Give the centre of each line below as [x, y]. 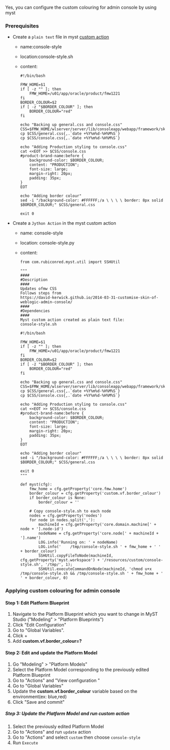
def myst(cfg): [36, 485]
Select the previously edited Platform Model [58, 726]
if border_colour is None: [58, 498]
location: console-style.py [47, 243]
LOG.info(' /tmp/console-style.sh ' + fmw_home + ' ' [99, 547]
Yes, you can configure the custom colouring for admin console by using [81, 7]
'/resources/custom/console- [133, 560]
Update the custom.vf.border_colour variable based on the [75, 691]
